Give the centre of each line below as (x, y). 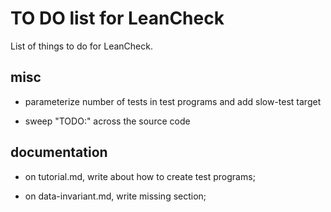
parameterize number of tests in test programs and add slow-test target (173, 101)
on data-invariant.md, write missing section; (115, 196)
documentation (59, 152)
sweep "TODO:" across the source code (107, 121)
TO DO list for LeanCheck (117, 18)
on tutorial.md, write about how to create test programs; (140, 176)
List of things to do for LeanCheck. (81, 46)
